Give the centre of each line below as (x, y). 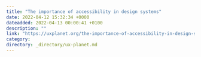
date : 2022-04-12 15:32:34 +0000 (48, 17)
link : (13, 34)
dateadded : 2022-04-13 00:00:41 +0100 (54, 23)
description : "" (26, 28)
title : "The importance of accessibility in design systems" (84, 12)
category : (19, 39)
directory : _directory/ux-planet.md (52, 45)
